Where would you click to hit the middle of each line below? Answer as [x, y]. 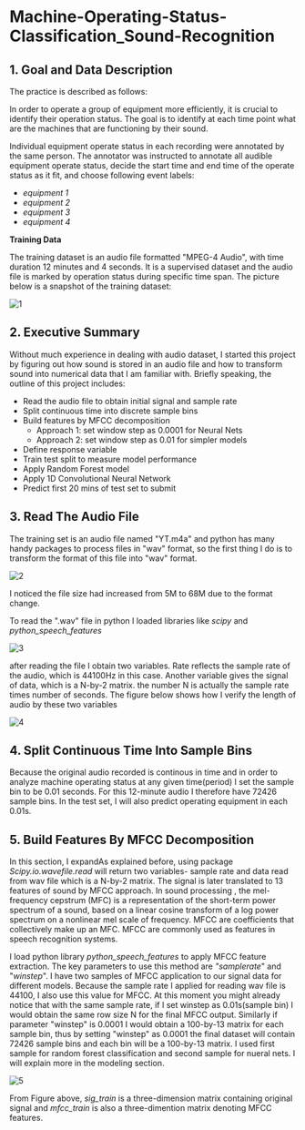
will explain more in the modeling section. [87, 1064]
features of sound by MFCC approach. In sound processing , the [130, 891]
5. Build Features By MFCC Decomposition [132, 840]
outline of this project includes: [67, 383]
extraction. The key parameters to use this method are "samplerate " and [146, 966]
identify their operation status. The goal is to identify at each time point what [152, 119]
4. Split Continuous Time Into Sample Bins [131, 751]
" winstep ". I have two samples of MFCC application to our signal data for [146, 976]
